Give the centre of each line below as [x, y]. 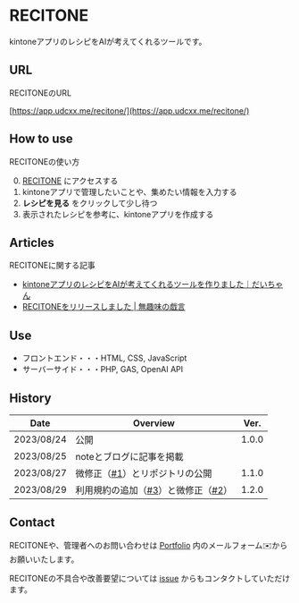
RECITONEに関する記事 [52, 266]
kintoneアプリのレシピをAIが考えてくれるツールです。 [108, 41]
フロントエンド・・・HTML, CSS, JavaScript [104, 358]
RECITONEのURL [41, 93]
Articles [32, 242]
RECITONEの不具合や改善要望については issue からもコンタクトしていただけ [150, 578]
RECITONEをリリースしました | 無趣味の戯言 [104, 307]
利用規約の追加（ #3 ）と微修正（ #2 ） [154, 490]
